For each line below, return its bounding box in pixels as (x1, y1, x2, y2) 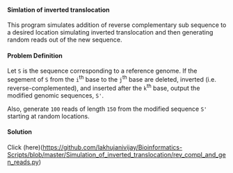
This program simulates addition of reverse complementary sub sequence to (7, 21, 227, 29)
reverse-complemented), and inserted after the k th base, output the (7, 83, 200, 92)
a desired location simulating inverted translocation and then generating (7, 28, 214, 37)
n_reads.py (7, 158, 40, 166)
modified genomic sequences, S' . (7, 91, 104, 100)
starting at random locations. (7, 111, 90, 120)
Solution (7, 128, 33, 136)
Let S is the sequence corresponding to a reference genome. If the (7, 66, 198, 75)
